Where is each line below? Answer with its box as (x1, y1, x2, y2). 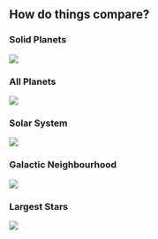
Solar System (9, 117, 68, 129)
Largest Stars (9, 200, 69, 212)
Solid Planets (9, 34, 67, 46)
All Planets (9, 75, 56, 88)
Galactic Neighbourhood (9, 158, 117, 171)
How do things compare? (9, 7, 150, 22)
